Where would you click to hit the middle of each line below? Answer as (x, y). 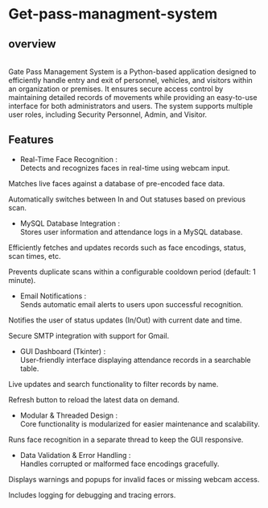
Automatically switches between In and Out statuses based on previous (127, 199)
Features (31, 140)
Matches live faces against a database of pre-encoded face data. (117, 183)
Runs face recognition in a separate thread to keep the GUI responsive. (126, 439)
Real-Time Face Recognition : (69, 159)
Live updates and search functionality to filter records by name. (113, 384)
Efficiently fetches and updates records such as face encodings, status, (128, 248)
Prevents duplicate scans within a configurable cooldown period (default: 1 (132, 272)
